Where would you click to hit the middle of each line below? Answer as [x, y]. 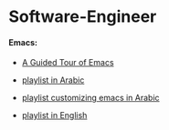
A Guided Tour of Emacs [68, 63]
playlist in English [54, 115]
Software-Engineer [83, 17]
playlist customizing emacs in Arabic [91, 98]
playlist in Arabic [53, 80]
